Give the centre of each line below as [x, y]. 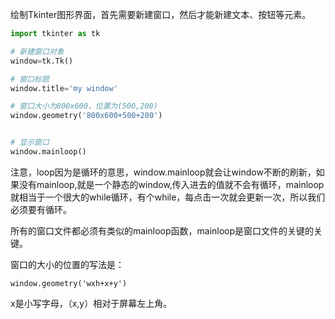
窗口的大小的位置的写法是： [67, 264]
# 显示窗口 [30, 143]
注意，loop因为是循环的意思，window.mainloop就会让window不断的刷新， [163, 172]
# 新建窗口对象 [37, 51]
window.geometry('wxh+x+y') [69, 283]
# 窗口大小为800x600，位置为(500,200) [84, 106]
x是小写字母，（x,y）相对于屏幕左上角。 [91, 303]
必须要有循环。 [41, 209]
